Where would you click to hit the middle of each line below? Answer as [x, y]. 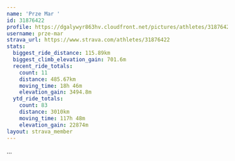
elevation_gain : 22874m [54, 125]
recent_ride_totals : [43, 66]
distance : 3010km [45, 112]
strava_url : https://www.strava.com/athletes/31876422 [88, 40]
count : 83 [34, 105]
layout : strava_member [40, 131]
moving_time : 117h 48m [52, 118]
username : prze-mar [35, 33]
